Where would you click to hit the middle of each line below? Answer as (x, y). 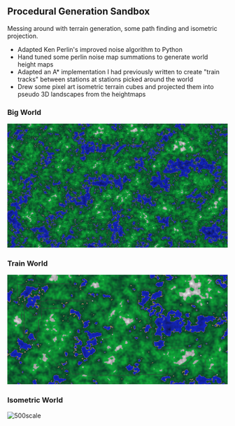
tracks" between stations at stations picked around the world (105, 79)
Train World (28, 263)
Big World (24, 112)
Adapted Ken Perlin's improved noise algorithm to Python (100, 49)
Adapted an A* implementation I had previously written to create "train (119, 71)
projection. (23, 36)
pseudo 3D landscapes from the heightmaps (81, 94)
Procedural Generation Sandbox (79, 12)
